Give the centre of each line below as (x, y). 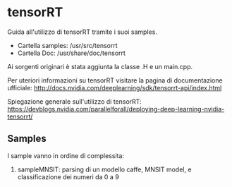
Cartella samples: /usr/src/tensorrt (67, 45)
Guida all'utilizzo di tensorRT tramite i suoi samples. (82, 32)
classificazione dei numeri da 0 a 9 (68, 176)
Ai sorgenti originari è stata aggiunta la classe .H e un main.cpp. (100, 66)
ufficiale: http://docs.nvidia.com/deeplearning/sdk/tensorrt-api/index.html (115, 88)
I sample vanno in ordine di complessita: (66, 155)
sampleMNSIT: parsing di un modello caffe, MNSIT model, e (104, 169)
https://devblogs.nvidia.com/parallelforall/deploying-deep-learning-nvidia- (116, 109)
